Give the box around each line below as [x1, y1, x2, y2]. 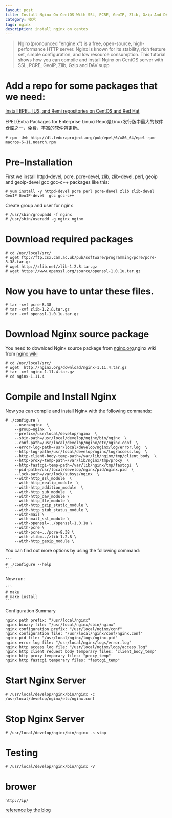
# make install [5, 594, 38, 599]
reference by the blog [5, 807, 51, 813]
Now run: [5, 575, 25, 581]
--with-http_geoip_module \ [14, 538, 74, 544]
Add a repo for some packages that [5, 80, 158, 92]
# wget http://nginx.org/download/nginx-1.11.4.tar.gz [5, 365, 127, 370]
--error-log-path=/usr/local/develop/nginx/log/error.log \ [14, 445, 147, 450]
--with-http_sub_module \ [14, 489, 72, 494]
